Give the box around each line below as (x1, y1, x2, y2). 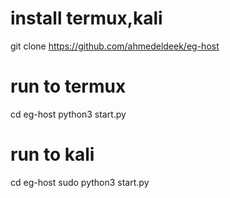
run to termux (10, 75, 127, 98)
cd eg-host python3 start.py (10, 108, 127, 120)
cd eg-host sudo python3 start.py (10, 176, 150, 188)
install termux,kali (10, 7, 163, 30)
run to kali (10, 143, 95, 166)
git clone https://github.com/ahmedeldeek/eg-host (10, 40, 220, 52)
